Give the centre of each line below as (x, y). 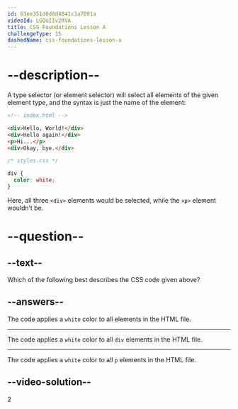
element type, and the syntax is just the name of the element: (97, 103)
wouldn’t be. (25, 208)
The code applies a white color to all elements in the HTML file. (99, 319)
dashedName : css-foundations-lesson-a (64, 40)
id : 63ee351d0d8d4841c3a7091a (52, 14)
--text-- (25, 263)
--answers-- (35, 302)
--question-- (46, 236)
